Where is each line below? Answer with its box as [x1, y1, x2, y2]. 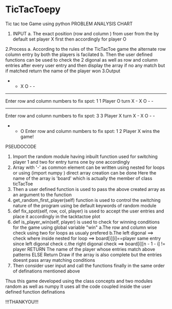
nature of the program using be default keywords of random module [12, 202, 157, 208]
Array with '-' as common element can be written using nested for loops [12, 164, 165, 170]
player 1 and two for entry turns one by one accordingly [12, 159, 130, 165]
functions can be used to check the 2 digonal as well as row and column [5, 56, 158, 63]
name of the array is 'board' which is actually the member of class [12, 175, 153, 181]
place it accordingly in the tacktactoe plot [12, 213, 101, 219]
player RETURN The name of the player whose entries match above [12, 246, 155, 252]
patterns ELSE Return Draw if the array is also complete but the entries [12, 252, 162, 258]
